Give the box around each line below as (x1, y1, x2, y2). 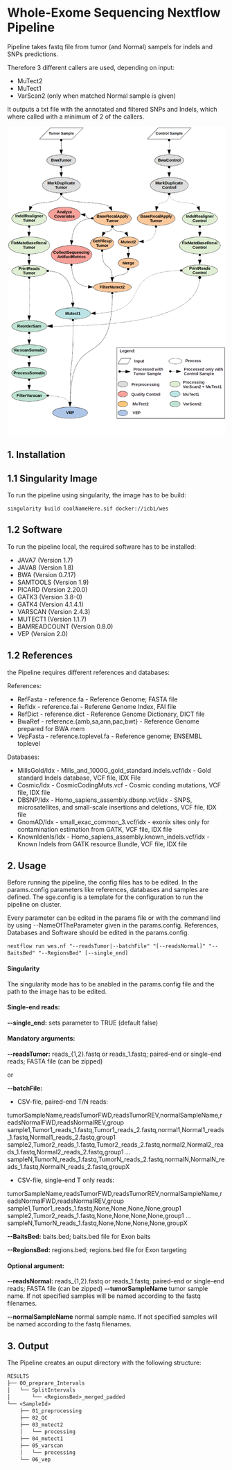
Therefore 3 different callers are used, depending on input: (7, 63, 175, 71)
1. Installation (7, 449, 66, 461)
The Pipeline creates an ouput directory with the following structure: (7, 1358, 202, 1367)
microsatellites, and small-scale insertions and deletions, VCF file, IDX (17, 803, 217, 811)
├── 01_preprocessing (19, 1408, 82, 1415)
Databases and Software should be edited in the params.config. (7, 928, 189, 937)
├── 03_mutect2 (19, 1421, 64, 1428)
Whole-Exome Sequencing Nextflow (7, 5, 221, 21)
